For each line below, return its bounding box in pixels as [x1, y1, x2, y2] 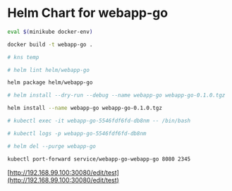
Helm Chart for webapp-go [7, 5, 168, 21]
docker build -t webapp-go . [7, 41, 93, 48]
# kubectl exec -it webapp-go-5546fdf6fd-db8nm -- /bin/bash [7, 118, 191, 125]
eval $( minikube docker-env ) [7, 28, 93, 35]
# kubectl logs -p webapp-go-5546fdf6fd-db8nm [7, 130, 147, 137]
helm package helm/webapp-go [7, 79, 93, 86]
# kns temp [7, 54, 39, 61]
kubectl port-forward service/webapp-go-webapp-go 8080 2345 [7, 155, 191, 163]
